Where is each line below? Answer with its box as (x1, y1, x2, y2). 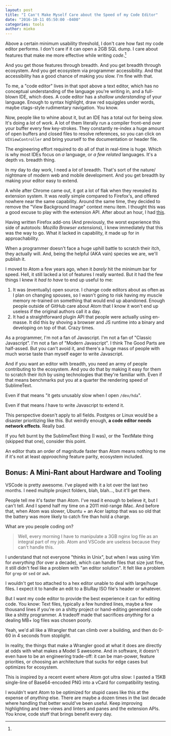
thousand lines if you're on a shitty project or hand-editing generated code (5, 606, 162, 612)
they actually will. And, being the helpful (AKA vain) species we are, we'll (5, 251, 158, 257)
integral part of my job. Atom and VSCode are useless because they (17, 538, 160, 545)
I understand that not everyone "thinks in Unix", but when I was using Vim (5, 554, 160, 560)
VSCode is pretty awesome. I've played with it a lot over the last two (5, 482, 148, 488)
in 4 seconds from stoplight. (12, 632, 71, 639)
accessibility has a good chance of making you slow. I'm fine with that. (5, 72, 154, 79)
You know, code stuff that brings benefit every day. (5, 710, 113, 717)
